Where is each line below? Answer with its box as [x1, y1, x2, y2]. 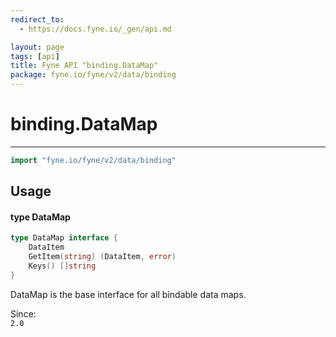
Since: [10, 307, 37, 320]
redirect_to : [10, 14, 65, 25]
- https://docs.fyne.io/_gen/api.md [19, 24, 172, 34]
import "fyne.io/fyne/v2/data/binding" [10, 155, 177, 165]
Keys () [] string [28, 261, 97, 271]
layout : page [10, 42, 65, 52]
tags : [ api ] [10, 51, 60, 61]
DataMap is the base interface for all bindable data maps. [10, 288, 247, 300]
